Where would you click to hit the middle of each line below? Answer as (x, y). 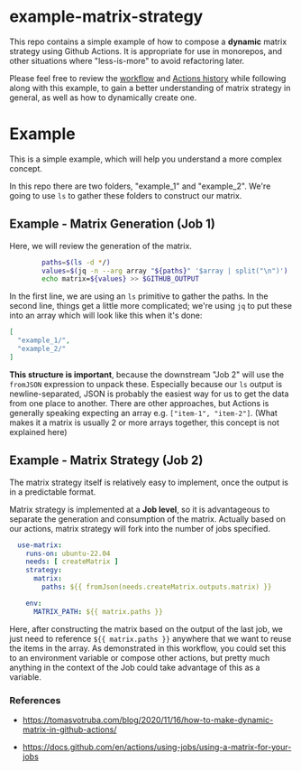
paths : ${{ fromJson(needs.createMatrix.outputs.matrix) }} (157, 587)
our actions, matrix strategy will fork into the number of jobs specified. (140, 528)
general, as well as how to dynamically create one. (103, 98)
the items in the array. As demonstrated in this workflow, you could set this (148, 648)
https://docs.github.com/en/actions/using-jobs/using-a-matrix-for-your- (157, 747)
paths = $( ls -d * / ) (76, 262)
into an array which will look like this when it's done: (106, 316)
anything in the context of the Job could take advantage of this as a (135, 667)
